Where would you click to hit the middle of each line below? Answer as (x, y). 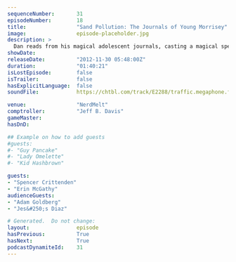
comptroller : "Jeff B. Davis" (66, 112)
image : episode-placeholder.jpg (78, 33)
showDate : (22, 53)
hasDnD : (19, 124)
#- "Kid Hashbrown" (36, 163)
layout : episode (53, 228)
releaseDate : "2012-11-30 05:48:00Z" (77, 60)
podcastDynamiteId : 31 (45, 247)
